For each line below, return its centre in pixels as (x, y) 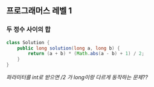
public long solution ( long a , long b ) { (69, 48)
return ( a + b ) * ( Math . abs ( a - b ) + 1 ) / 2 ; (86, 54)
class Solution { (28, 42)
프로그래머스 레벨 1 (39, 11)
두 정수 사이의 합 (28, 30)
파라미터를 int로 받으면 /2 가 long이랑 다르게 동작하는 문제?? (77, 77)
